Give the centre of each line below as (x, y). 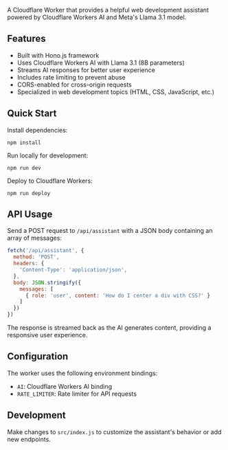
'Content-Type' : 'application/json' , (73, 270)
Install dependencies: (37, 130)
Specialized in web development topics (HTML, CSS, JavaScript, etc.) (116, 91)
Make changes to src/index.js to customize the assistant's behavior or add (114, 431)
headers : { (29, 264)
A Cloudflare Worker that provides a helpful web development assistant (108, 10)
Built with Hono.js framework (58, 55)
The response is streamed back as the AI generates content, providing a (109, 328)
